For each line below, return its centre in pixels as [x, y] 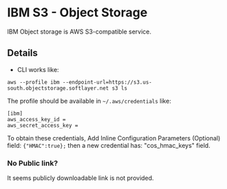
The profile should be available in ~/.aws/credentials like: [89, 101]
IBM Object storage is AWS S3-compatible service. [79, 32]
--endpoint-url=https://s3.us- [107, 82]
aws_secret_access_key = [43, 125]
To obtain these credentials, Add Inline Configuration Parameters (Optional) [114, 138]
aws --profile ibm [33, 82]
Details [22, 53]
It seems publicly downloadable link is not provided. [80, 178]
